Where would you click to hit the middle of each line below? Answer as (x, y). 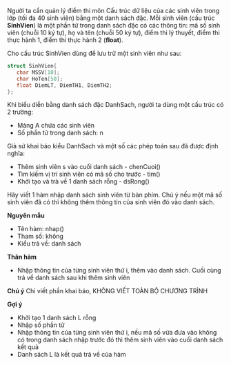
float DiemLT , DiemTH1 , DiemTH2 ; (64, 85)
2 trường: (20, 112)
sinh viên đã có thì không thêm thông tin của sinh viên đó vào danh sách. (111, 202)
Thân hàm (22, 257)
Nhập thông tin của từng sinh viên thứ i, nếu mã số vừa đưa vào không (117, 333)
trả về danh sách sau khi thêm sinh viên (73, 278)
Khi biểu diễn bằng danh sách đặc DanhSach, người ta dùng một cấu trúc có (115, 105)
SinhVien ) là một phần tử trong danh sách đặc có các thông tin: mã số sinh (114, 25)
